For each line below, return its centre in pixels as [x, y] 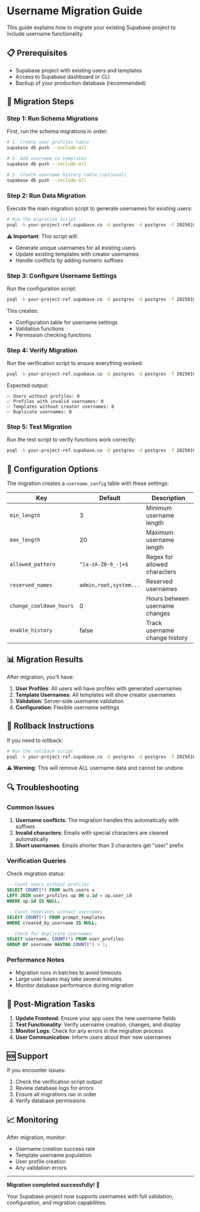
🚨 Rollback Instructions [50, 726]
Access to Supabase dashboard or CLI [63, 77]
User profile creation [40, 1161]
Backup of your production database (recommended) [80, 83]
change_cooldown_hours [42, 606]
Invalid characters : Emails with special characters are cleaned [92, 833]
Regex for [159, 557]
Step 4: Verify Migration [42, 350]
